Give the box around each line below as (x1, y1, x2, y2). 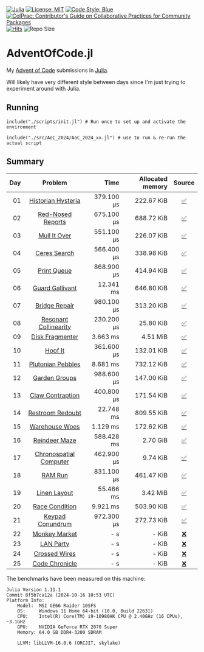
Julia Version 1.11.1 (6, 586, 61, 593)
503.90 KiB (134, 502, 168, 511)
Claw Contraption (30, 391, 80, 399)
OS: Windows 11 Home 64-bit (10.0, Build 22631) (17, 608, 154, 614)
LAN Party (40, 539, 70, 548)
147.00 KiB (134, 373, 168, 382)
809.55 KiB (134, 408, 168, 417)
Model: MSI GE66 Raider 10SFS (17, 603, 97, 609)
